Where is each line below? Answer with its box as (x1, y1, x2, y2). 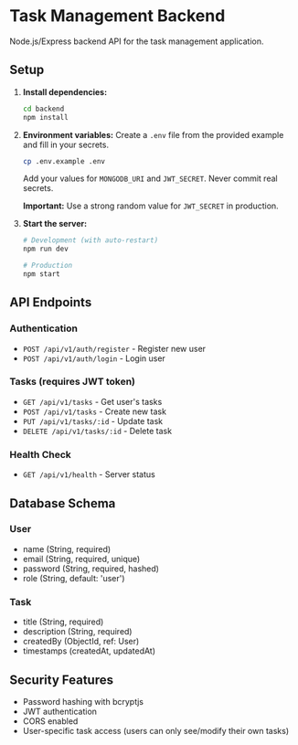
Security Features (9, 672, 114, 687)
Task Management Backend (9, 5, 226, 27)
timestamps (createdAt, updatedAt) (22, 645, 156, 656)
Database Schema (9, 495, 116, 511)
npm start (22, 270, 61, 279)
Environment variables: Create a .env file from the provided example (22, 129, 284, 140)
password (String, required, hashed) (22, 563, 160, 574)
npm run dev (22, 244, 69, 254)
